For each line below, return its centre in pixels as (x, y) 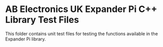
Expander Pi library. (26, 39)
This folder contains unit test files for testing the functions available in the (82, 33)
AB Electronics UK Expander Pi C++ (81, 9)
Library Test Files (42, 20)
